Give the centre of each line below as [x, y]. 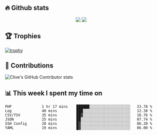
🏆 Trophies [23, 36]
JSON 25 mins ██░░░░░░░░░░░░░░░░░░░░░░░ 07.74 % [78, 119]
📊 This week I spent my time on [54, 93]
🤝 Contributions [29, 66]
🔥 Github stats [27, 8]
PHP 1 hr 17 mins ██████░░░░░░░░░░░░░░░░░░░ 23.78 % [78, 107]
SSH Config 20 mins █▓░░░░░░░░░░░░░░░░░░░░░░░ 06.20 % [78, 124]
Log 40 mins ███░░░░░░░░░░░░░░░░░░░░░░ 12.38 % [78, 111]
